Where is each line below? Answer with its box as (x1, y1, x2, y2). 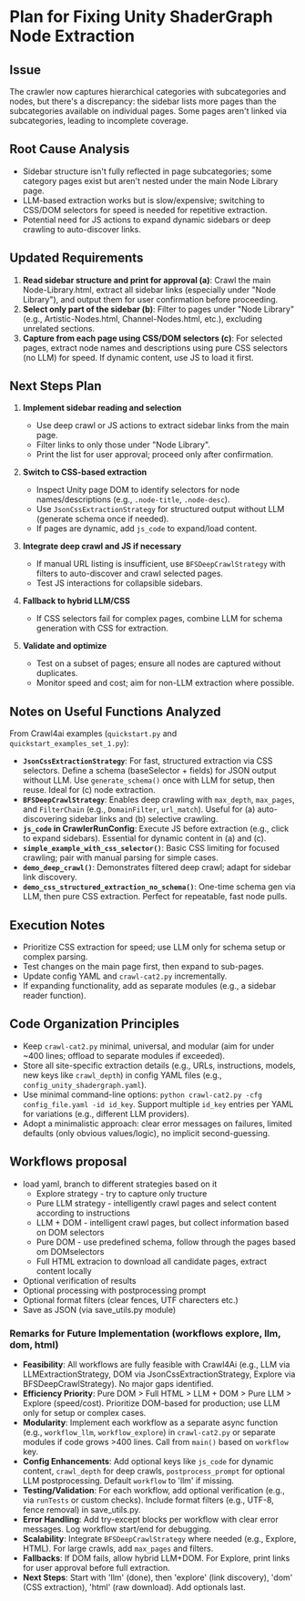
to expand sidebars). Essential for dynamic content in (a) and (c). (22, 833, 267, 844)
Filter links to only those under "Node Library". (36, 439, 211, 450)
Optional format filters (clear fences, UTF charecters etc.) (22, 1294, 239, 1305)
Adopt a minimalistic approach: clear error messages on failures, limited (22, 1118, 293, 1129)
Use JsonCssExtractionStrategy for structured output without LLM (36, 504, 285, 515)
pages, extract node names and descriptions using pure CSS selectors (22, 342, 289, 353)
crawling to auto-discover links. (22, 223, 141, 234)
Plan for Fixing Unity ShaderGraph (9, 6, 273, 27)
